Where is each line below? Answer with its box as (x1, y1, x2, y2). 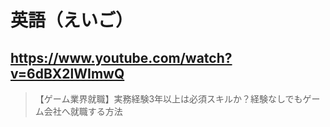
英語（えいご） (10, 9, 134, 32)
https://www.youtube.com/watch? (10, 49, 233, 66)
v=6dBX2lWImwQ (10, 65, 125, 82)
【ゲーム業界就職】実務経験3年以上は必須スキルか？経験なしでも (34, 93, 303, 105)
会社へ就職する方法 (43, 106, 123, 117)
